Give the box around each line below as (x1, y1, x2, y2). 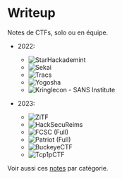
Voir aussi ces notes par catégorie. (7, 163, 109, 172)
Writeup (7, 5, 56, 21)
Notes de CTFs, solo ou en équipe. (7, 28, 109, 37)
